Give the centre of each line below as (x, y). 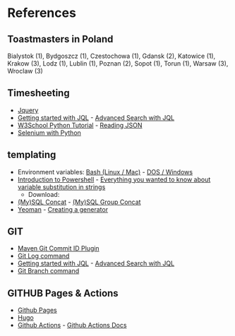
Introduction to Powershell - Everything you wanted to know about (114, 179)
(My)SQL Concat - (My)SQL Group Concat (79, 202)
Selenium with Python (49, 133)
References (42, 13)
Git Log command (43, 256)
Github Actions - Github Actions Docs (72, 325)
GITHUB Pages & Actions (63, 293)
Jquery (28, 110)
